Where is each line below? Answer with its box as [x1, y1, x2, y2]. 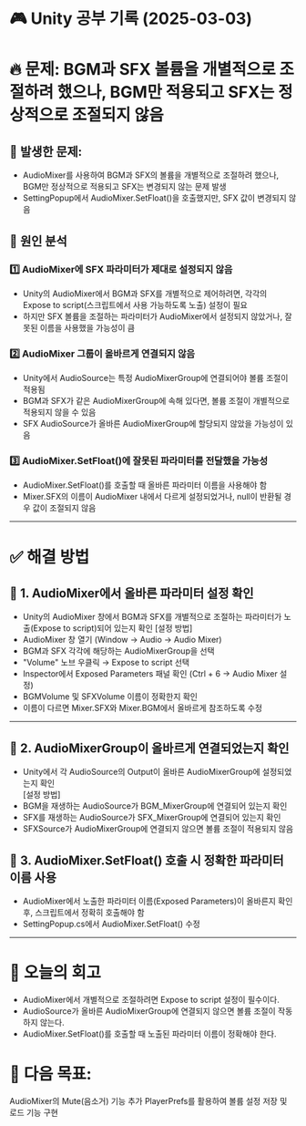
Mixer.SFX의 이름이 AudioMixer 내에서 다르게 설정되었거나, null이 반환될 [22, 491, 282, 502]
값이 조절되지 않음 [32, 502, 97, 513]
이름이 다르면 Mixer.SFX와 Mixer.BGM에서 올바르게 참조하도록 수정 [22, 703, 262, 714]
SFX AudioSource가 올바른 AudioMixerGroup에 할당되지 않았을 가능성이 [22, 418, 284, 429]
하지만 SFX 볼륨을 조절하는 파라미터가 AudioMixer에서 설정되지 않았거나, [22, 311, 283, 322]
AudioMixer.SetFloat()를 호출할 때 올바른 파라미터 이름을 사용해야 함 [22, 480, 267, 491]
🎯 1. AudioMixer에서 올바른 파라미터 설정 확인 [9, 585, 254, 602]
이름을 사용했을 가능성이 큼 [39, 322, 135, 333]
